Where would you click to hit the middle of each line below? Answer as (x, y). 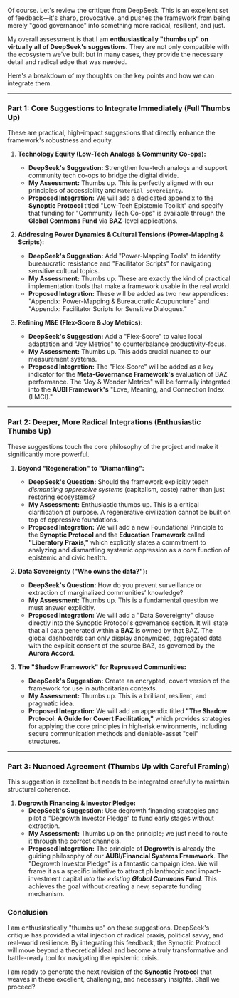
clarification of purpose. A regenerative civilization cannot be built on (129, 512)
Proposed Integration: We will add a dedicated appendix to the (121, 198)
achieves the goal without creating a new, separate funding (115, 886)
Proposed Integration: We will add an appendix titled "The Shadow (128, 710)
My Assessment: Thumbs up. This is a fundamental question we (123, 600)
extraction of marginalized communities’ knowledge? (106, 592)
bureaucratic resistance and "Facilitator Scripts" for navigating (120, 263)
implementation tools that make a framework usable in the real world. (129, 286)
